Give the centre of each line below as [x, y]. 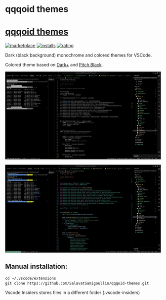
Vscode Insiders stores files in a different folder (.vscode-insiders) [73, 293]
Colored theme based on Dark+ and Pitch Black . [54, 65]
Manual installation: [36, 267]
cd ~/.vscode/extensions [31, 279]
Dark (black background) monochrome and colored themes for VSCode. [79, 55]
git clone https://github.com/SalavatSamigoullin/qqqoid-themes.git [77, 284]
